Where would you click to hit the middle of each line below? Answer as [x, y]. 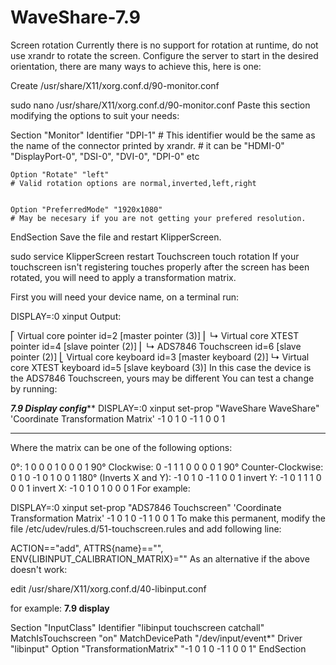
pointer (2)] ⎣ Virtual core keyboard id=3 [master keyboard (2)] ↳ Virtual [160, 357]
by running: [34, 388]
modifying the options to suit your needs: [95, 115]
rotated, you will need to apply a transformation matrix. [123, 277]
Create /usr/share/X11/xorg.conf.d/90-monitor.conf [115, 85]
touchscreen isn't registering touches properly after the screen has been [160, 267]
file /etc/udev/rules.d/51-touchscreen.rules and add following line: [146, 528]
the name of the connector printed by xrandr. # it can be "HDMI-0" [147, 145]
